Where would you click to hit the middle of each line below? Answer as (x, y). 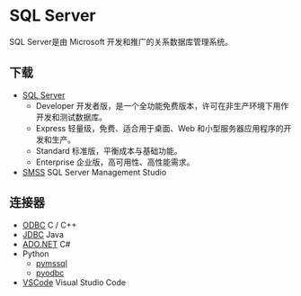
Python (35, 254)
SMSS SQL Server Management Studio (94, 172)
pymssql (51, 263)
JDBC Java (43, 234)
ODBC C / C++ (49, 225)
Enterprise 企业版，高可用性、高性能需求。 (115, 162)
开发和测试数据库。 (71, 117)
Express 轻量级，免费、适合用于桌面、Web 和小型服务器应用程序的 (159, 128)
